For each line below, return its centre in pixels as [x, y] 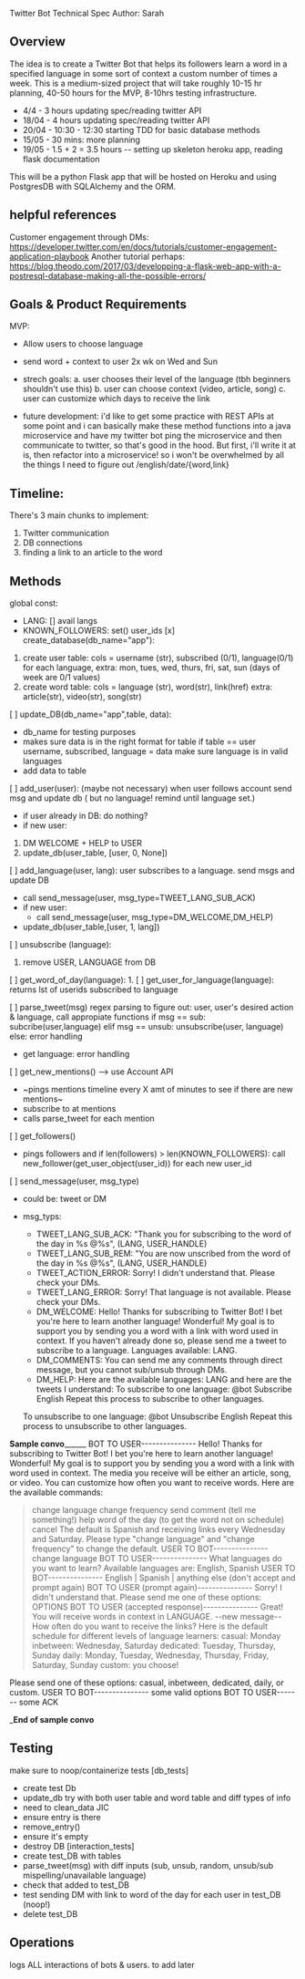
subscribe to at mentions [69, 1109]
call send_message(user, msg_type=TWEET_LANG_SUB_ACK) [139, 898]
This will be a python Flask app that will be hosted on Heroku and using [143, 176]
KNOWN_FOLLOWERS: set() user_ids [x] [99, 631]
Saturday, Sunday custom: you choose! [105, 1665]
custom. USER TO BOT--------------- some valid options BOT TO [132, 1693]
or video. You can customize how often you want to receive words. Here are [152, 1483]
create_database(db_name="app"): [88, 640]
